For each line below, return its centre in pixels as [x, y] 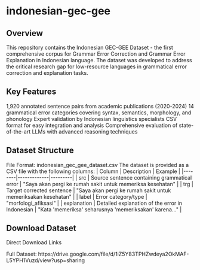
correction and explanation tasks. [47, 73]
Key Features [31, 92]
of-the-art [19, 131]
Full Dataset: [21, 254]
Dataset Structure [40, 151]
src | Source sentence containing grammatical [135, 177]
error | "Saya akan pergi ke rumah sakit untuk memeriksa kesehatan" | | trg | [100, 184]
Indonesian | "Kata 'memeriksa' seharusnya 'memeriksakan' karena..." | [94, 209]
